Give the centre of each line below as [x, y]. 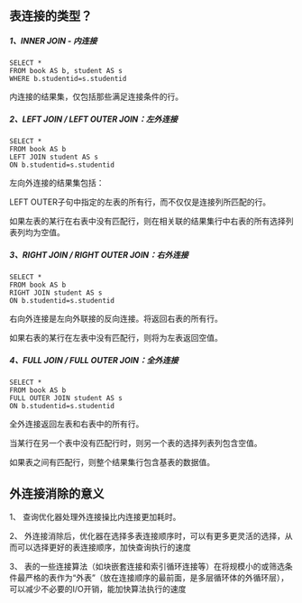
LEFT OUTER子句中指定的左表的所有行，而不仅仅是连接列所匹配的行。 [140, 202]
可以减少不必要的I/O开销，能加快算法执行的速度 [98, 589]
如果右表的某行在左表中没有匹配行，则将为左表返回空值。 [116, 338]
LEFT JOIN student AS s [54, 157]
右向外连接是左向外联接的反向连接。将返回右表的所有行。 [116, 319]
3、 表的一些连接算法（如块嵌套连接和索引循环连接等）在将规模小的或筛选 [147, 567]
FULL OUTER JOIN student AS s [66, 398]
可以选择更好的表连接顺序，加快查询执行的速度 [104, 547]
